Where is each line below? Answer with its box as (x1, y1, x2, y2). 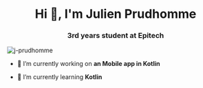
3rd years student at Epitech (67, 31, 164, 41)
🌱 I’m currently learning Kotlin (17, 73, 103, 81)
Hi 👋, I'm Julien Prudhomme (34, 6, 197, 22)
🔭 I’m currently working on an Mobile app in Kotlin (17, 60, 160, 68)
